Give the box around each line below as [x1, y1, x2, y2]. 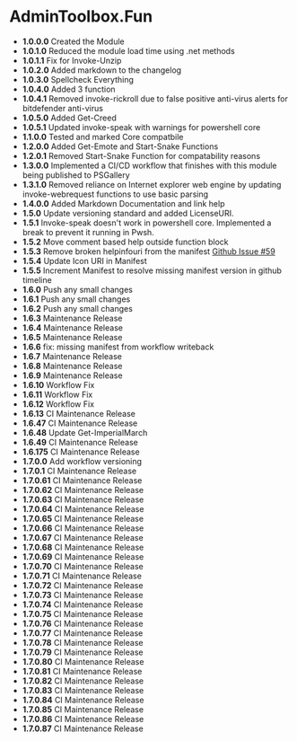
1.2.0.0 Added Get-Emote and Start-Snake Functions [22, 141, 219, 152]
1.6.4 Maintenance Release [22, 322, 124, 333]
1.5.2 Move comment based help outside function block [22, 236, 229, 247]
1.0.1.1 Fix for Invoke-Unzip [22, 55, 122, 66]
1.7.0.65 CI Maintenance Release [22, 513, 144, 524]
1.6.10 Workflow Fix [22, 379, 95, 390]
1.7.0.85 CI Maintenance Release [22, 703, 144, 715]
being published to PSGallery [22, 169, 130, 181]
